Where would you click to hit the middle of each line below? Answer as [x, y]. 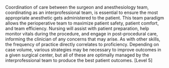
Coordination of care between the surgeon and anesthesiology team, [77, 7]
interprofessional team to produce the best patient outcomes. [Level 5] [79, 60]
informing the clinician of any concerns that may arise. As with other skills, [83, 39]
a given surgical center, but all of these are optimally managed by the [77, 55]
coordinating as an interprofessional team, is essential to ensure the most [82, 12]
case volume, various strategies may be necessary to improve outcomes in [83, 50]
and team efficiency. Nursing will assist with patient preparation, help [77, 28]
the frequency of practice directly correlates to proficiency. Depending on [82, 44]
